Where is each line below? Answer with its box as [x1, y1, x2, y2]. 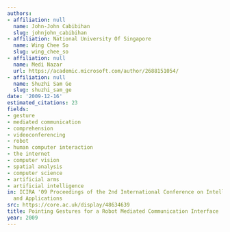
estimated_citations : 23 [7, 100, 78, 106]
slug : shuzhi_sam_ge [13, 86, 72, 93]
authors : [7, 10, 32, 17]
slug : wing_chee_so [13, 49, 69, 56]
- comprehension [7, 125, 53, 132]
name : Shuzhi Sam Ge [13, 80, 72, 87]
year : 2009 [7, 214, 38, 221]
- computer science [7, 170, 63, 176]
